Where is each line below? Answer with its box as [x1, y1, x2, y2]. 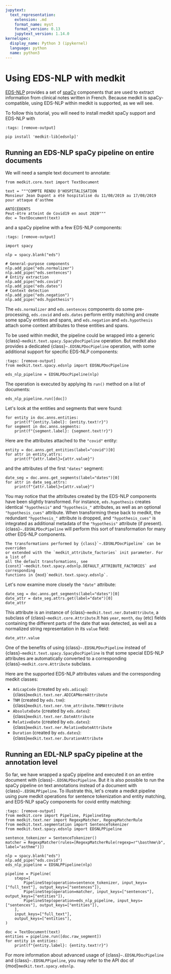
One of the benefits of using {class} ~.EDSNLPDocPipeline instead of [5, 644, 146, 651]
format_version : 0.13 [14, 27, 60, 32]
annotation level [5, 758, 58, 767]
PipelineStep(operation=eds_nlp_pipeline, [23, 898, 115, 903]
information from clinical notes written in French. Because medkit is [5, 95, 147, 101]
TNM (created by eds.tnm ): [12, 697, 65, 703]
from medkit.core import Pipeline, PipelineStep [5, 813, 111, 818]
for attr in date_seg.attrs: [5, 480, 67, 485]
